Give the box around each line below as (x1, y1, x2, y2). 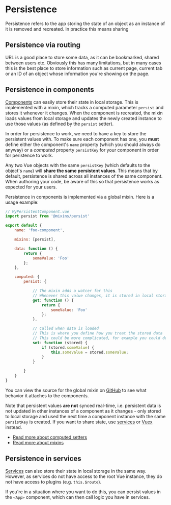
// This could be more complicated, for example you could (32, 335, 160, 341)
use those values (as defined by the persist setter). (5, 121, 114, 127)
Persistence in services (5, 454, 81, 463)
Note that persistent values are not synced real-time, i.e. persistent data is (5, 402, 161, 408)
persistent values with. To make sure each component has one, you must (5, 136, 159, 142)
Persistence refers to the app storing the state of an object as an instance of (5, 20, 165, 27)
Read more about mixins (12, 439, 64, 445)
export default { (5, 223, 42, 228)
